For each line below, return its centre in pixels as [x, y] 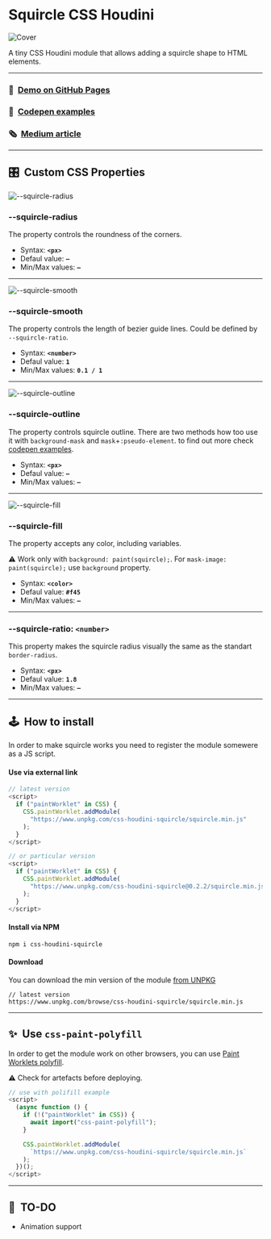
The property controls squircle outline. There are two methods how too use [133, 432]
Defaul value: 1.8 [48, 679]
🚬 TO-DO [32, 1207]
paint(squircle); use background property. [80, 568]
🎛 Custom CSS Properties [77, 172]
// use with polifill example [59, 1092]
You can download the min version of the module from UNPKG [112, 980]
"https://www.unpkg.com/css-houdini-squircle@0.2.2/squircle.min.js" [149, 886]
